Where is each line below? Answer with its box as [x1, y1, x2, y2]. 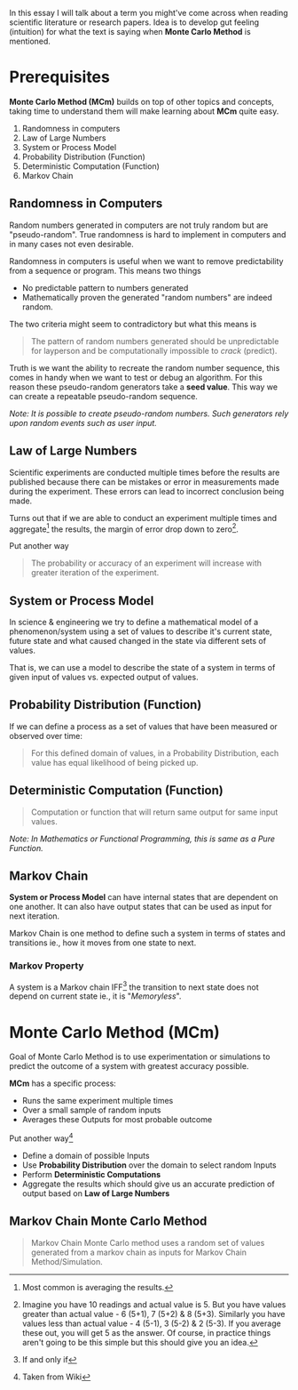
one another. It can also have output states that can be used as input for [9, 902, 272, 912]
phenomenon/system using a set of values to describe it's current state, [9, 626, 272, 637]
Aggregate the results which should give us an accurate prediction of [21, 1178, 275, 1190]
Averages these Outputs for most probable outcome [21, 1114, 213, 1125]
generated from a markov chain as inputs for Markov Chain [30, 1247, 247, 1257]
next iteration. [9, 911, 60, 921]
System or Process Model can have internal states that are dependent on [9, 892, 278, 903]
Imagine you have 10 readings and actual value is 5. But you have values [21, 1298, 286, 1310]
